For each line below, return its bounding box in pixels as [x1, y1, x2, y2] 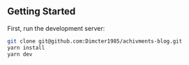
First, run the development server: [7, 24, 105, 32]
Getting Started [7, 6, 76, 17]
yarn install [7, 44, 45, 51]
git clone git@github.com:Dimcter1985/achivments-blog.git [7, 38, 183, 45]
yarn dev [7, 50, 33, 58]
